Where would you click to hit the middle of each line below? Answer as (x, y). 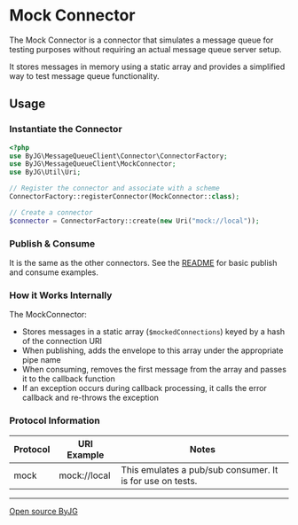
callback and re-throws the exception (90, 398)
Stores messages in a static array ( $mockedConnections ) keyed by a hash (153, 332)
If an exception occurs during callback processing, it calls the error (145, 388)
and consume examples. (54, 272)
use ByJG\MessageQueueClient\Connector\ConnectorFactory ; (118, 156)
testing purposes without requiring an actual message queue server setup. (145, 49)
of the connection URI (62, 341)
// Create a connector (51, 212)
